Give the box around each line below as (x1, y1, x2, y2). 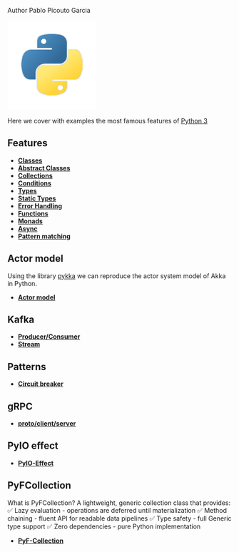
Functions (17, 209, 49, 218)
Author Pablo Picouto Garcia (7, 6, 91, 14)
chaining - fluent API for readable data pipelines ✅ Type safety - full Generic (7, 513, 232, 523)
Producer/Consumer (17, 332, 81, 341)
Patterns (7, 360, 46, 373)
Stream (17, 340, 41, 349)
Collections (17, 171, 53, 180)
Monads (17, 217, 43, 225)
